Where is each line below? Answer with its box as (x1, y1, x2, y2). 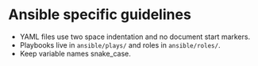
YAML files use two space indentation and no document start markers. (19, 32, 251, 41)
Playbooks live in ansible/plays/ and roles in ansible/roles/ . (19, 40, 221, 49)
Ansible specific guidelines (8, 6, 192, 24)
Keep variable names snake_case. (19, 49, 131, 58)
